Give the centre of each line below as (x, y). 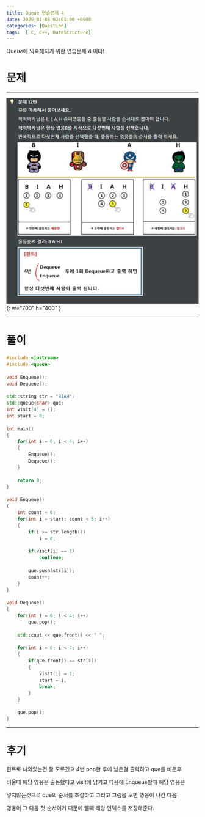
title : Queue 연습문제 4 (35, 13)
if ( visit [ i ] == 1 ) (52, 551)
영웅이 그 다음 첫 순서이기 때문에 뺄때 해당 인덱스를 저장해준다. (80, 808)
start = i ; (53, 680)
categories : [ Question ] (37, 26)
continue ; (51, 558)
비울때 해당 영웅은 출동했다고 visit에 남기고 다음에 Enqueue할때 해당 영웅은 (95, 782)
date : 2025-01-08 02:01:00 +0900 (49, 19)
